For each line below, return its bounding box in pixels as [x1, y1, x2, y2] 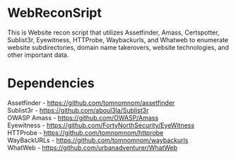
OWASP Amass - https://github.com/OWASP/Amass [7, 113, 159, 122]
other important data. [7, 51, 69, 59]
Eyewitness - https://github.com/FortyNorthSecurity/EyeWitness [7, 121, 195, 129]
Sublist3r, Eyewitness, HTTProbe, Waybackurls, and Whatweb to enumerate [7, 35, 229, 44]
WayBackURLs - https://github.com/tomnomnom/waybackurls [7, 136, 189, 144]
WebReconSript [7, 5, 102, 21]
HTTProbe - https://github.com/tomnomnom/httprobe [7, 128, 164, 136]
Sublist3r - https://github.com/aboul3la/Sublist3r [7, 106, 149, 114]
